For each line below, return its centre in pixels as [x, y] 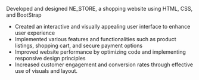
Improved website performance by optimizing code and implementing [100, 52]
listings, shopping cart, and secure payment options [79, 45]
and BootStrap [24, 15]
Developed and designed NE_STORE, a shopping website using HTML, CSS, [99, 9]
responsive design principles [50, 58]
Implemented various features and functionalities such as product [96, 39]
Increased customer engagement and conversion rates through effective [104, 64]
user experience [35, 33]
